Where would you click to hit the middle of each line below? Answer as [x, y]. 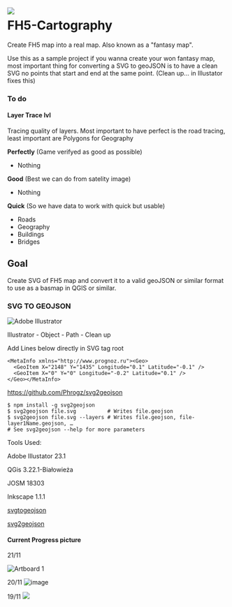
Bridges [29, 242]
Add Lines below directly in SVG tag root [66, 349]
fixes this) [22, 80]
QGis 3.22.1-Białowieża [40, 470]
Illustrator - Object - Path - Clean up [59, 335]
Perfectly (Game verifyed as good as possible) [75, 152]
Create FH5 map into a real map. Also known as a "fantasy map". [100, 45]
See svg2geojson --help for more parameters [79, 430]
